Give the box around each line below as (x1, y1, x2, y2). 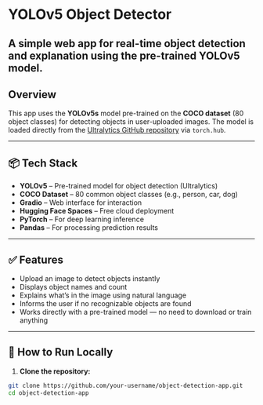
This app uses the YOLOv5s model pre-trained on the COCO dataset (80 (8, 108, 244, 119)
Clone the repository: (19, 367, 91, 376)
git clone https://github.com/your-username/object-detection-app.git (8, 381, 243, 389)
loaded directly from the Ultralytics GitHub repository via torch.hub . (8, 126, 226, 135)
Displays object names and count (19, 283, 128, 292)
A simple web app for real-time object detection (8, 37, 247, 50)
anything (19, 316, 49, 325)
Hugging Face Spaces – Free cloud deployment (19, 206, 175, 216)
